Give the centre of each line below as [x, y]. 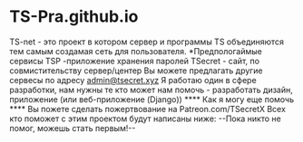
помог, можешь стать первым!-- [73, 128]
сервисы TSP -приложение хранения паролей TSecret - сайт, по [135, 61]
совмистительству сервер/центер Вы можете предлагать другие [136, 71]
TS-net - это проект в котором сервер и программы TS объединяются [147, 42]
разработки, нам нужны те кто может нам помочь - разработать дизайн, [151, 90]
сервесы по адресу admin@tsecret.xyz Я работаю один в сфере [133, 80]
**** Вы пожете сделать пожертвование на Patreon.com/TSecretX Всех [147, 109]
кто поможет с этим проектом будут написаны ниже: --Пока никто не [145, 118]
